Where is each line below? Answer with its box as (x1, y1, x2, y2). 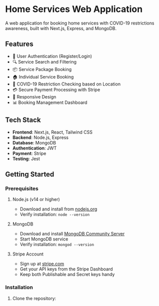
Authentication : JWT (12, 145, 57, 151)
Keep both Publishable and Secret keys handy (19, 271, 115, 277)
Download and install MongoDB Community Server (19, 231, 125, 237)
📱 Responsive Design (12, 93, 56, 99)
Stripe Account (12, 251, 44, 257)
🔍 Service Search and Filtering (12, 58, 76, 64)
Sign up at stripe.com (19, 261, 64, 267)
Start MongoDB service (19, 236, 68, 242)
